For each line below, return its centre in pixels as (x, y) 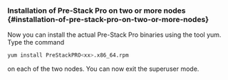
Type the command (36, 42)
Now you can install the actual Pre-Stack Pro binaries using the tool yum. (114, 35)
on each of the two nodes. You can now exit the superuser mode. (103, 69)
